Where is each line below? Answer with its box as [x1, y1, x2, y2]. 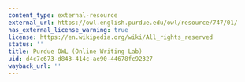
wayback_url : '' [8, 62, 61, 70]
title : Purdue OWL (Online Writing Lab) [8, 48, 143, 55]
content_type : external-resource [8, 11, 118, 20]
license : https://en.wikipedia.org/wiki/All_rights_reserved [8, 33, 213, 41]
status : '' [8, 41, 44, 48]
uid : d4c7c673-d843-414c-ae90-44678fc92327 [8, 55, 154, 63]
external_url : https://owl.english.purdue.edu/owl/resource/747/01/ [8, 19, 238, 27]
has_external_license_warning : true [8, 26, 128, 34]
